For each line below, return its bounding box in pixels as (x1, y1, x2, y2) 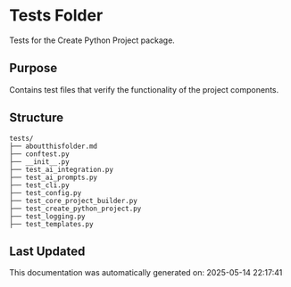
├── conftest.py (9, 149, 70, 159)
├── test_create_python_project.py (9, 204, 142, 213)
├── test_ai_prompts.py (9, 173, 98, 182)
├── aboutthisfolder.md (9, 142, 98, 151)
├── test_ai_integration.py (9, 165, 114, 174)
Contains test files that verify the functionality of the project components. (9, 84, 279, 94)
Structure (9, 111, 64, 126)
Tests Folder (9, 5, 104, 26)
